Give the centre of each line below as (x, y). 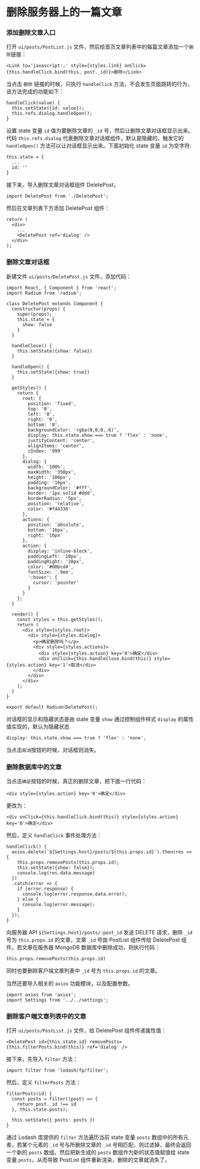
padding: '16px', (49, 483)
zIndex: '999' (45, 451)
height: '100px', (49, 477)
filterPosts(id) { (29, 1094)
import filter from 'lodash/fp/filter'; (58, 1071)
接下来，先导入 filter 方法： (42, 1059)
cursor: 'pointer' (56, 582)
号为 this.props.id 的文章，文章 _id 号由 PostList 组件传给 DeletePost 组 (97, 940)
